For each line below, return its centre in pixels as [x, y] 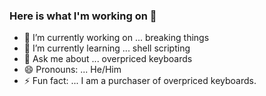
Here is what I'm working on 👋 [83, 16]
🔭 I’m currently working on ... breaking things [116, 38]
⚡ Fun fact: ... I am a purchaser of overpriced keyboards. [140, 81]
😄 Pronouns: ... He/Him [72, 70]
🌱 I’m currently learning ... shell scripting [107, 48]
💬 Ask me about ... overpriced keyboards [108, 59]
